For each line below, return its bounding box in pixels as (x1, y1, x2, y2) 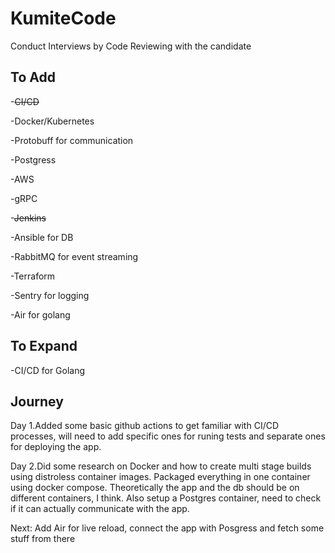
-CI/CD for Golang (10, 364, 86, 376)
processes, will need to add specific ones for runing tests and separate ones (10, 430, 326, 442)
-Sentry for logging (10, 289, 90, 301)
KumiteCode (10, 7, 117, 30)
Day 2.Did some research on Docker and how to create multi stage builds (10, 460, 312, 472)
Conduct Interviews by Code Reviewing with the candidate (10, 40, 252, 52)
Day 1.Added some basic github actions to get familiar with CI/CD (10, 420, 280, 432)
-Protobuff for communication (10, 134, 134, 146)
